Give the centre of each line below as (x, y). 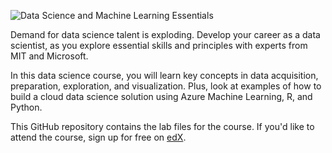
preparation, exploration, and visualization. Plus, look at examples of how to (166, 86)
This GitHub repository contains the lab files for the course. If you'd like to (162, 126)
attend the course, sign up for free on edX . (98, 137)
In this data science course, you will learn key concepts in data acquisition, (164, 75)
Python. (26, 107)
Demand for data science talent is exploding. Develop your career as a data (165, 34)
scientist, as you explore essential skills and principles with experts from (159, 45)
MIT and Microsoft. (49, 56)
